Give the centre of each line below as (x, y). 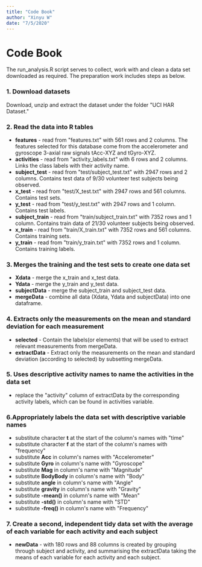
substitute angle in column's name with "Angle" (74, 483)
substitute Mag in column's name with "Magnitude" (79, 470)
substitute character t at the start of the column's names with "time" (99, 438)
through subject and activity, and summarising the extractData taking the (106, 551)
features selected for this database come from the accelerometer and (101, 146)
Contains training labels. (45, 249)
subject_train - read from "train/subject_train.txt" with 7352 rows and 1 (103, 217)
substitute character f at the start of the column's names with (91, 445)
